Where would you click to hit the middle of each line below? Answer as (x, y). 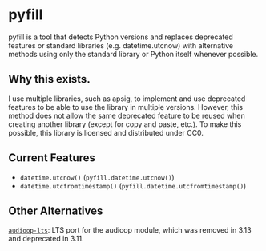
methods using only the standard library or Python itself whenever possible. (133, 54)
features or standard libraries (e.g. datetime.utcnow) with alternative (121, 45)
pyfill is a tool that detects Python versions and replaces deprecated (121, 37)
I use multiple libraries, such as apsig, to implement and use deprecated (127, 99)
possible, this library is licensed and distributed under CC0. (106, 132)
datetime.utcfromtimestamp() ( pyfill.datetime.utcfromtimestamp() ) (133, 185)
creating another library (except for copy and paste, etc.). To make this (125, 124)
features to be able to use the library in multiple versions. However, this (125, 107)
